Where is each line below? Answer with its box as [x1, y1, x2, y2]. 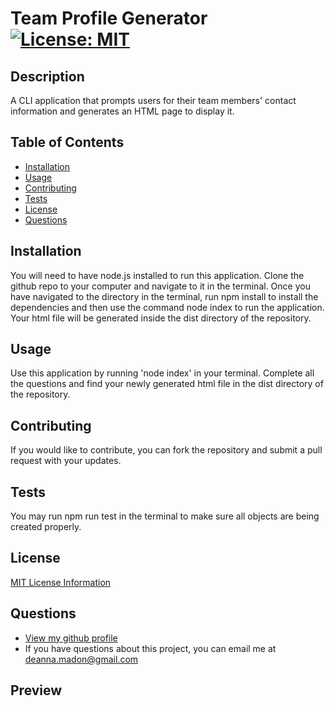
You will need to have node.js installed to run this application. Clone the [10, 269, 305, 281]
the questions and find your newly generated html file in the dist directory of [10, 378, 324, 390]
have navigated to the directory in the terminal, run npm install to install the [10, 290, 319, 302]
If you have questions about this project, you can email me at [24, 642, 277, 654]
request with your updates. [10, 455, 122, 467]
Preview [10, 682, 63, 699]
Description [10, 68, 85, 85]
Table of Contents [10, 134, 125, 151]
